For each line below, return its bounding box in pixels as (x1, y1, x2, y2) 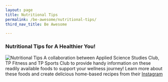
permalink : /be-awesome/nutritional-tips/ (5, 17, 97, 22)
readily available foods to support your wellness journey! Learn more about (5, 65, 163, 71)
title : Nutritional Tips (5, 12, 58, 17)
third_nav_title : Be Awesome (5, 21, 67, 27)
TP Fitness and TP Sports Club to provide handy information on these (5, 60, 151, 66)
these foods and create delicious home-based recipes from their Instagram (5, 71, 163, 77)
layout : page (5, 7, 33, 13)
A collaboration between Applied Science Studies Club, (43, 54, 159, 61)
